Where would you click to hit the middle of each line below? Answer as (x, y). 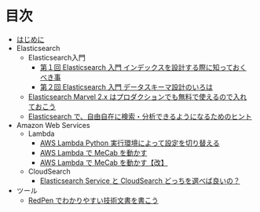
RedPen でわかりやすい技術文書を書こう (93, 200)
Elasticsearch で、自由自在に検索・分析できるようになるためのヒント (140, 116)
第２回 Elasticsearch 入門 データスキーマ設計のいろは (126, 86)
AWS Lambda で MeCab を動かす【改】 (104, 163)
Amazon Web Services (53, 125)
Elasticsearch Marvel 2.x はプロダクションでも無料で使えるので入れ (137, 97)
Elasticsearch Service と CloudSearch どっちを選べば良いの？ (140, 181)
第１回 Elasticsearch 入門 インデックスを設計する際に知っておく (143, 67)
